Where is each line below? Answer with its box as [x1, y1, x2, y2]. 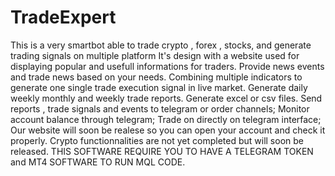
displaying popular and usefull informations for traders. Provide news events [10, 60, 325, 72]
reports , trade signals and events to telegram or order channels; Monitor [10, 102, 310, 115]
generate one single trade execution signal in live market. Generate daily [10, 81, 308, 93]
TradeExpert [10, 6, 117, 29]
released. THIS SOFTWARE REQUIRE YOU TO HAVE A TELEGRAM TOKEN [10, 145, 314, 157]
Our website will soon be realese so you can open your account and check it [10, 124, 326, 136]
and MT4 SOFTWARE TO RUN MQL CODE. [10, 156, 186, 168]
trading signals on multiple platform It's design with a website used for [10, 49, 300, 61]
